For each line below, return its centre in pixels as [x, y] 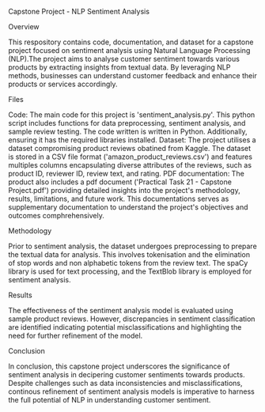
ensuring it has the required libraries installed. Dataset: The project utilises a [132, 140]
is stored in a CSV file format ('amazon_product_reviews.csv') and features [131, 157]
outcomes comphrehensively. [56, 215]
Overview [24, 26]
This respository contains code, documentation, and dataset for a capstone [131, 42]
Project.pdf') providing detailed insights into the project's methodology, [124, 190]
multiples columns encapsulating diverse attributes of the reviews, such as [130, 165]
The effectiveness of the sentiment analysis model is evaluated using [121, 310]
